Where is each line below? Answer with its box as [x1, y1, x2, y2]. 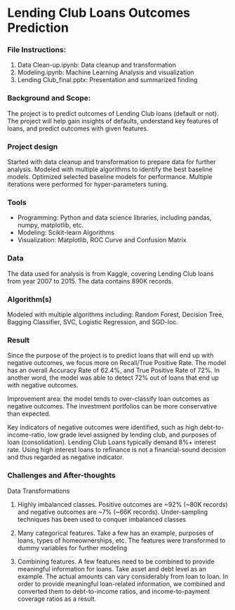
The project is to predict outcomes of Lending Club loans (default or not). [7, 109, 219, 117]
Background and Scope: [7, 93, 91, 103]
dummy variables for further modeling [17, 543, 128, 552]
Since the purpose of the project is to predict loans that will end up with [7, 351, 214, 359]
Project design [7, 142, 58, 152]
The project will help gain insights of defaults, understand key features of [7, 117, 219, 125]
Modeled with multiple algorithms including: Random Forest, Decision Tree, [7, 310, 224, 319]
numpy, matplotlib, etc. [17, 221, 84, 230]
